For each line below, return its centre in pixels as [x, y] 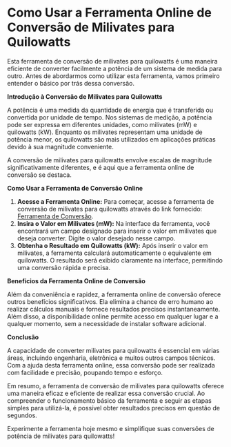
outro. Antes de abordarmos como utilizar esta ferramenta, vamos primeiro [113, 76]
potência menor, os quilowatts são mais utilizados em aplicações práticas [111, 139]
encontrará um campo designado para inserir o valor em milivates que [117, 231]
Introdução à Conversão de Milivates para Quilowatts [85, 96]
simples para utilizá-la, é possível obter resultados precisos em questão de [114, 408]
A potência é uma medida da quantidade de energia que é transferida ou [110, 110]
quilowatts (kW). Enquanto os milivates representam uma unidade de [105, 132]
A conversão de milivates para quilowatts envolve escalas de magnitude [110, 160]
